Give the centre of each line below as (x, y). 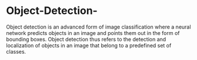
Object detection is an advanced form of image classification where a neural (98, 27)
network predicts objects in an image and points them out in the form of (93, 33)
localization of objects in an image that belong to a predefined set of (89, 45)
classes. (16, 51)
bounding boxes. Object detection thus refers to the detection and (86, 39)
